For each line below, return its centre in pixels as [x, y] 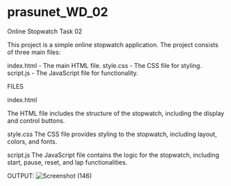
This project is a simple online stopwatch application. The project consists [113, 44]
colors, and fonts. [32, 141]
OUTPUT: [21, 176]
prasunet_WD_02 [58, 12]
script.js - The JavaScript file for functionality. [73, 73]
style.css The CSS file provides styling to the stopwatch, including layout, [112, 134]
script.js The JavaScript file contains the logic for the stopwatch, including [113, 155]
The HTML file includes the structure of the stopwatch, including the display [116, 113]
